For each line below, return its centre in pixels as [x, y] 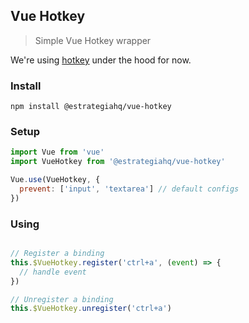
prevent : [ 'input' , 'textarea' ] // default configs [129, 189]
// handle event [53, 272]
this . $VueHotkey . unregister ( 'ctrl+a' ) [91, 309]
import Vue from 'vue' [57, 152]
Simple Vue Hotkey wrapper [93, 40]
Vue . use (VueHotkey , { [55, 180]
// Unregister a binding [62, 299]
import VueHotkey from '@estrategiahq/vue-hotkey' [118, 162]
